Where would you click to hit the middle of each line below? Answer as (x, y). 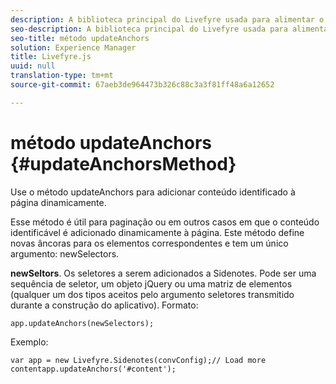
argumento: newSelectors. (65, 253)
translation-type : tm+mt (62, 76)
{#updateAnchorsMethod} (123, 163)
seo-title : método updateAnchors (80, 38)
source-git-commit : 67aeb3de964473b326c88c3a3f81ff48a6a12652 (142, 85)
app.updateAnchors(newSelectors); (82, 323)
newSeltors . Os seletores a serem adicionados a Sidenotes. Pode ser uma (163, 273)
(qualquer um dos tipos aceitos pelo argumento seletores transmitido (152, 294)
